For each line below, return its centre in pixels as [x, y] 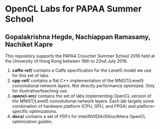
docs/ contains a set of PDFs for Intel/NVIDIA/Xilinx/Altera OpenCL [79, 116]
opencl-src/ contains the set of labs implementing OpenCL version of [82, 96]
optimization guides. [32, 122]
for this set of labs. [31, 75]
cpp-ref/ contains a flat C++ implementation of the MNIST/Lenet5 [78, 81]
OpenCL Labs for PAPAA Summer [73, 9]
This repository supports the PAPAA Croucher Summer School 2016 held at [80, 56]
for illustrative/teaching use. [40, 91]
